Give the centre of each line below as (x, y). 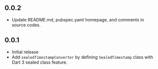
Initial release (25, 52)
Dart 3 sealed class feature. (39, 62)
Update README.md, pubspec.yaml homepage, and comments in (78, 19)
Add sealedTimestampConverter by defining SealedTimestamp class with (82, 57)
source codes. (26, 25)
